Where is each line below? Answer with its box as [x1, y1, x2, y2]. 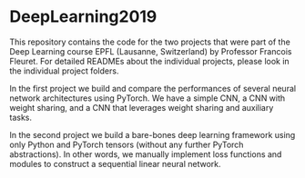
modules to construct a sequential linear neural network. [9, 158, 221, 169]
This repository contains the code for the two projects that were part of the [9, 36, 291, 47]
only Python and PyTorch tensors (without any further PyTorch [9, 139, 244, 150]
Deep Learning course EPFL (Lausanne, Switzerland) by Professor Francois [9, 45, 292, 56]
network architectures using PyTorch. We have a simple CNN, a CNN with [9, 93, 286, 104]
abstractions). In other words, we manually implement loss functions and [9, 148, 282, 160]
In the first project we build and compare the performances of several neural [9, 83, 297, 94]
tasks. [9, 112, 33, 123]
